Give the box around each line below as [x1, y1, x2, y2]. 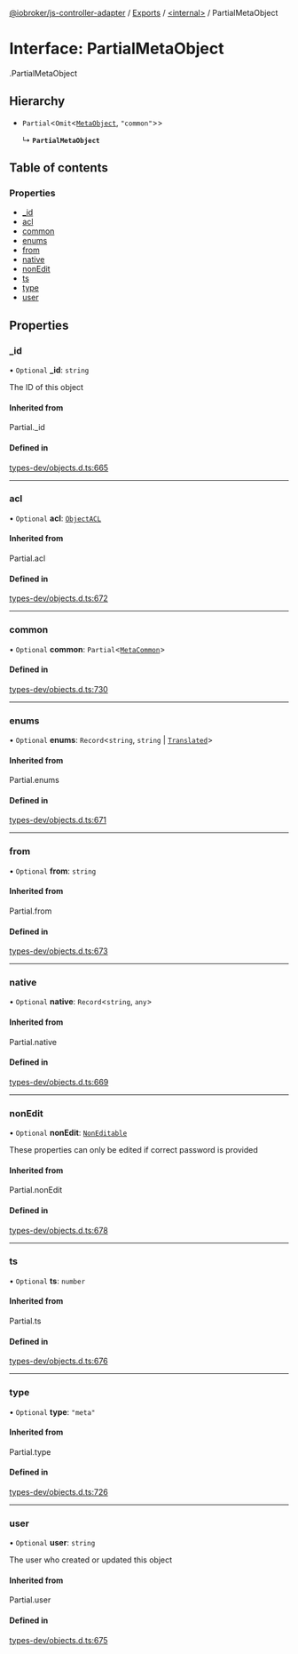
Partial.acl [9, 553, 46, 563]
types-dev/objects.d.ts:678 [9, 1225, 108, 1235]
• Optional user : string [9, 1538, 96, 1548]
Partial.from [9, 906, 52, 916]
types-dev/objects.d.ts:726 [9, 1486, 108, 1497]
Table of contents [9, 160, 108, 176]
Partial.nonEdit [9, 1185, 63, 1195]
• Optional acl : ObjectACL [9, 513, 102, 523]
